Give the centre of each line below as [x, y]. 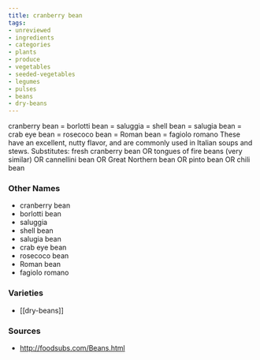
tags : [17, 23]
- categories [30, 45]
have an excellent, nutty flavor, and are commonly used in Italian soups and [130, 143]
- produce [24, 60]
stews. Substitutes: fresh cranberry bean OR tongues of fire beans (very [125, 152]
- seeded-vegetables [42, 74]
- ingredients [32, 37]
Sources [24, 331]
